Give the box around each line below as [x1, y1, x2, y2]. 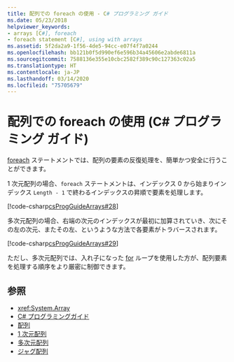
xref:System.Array [17, 304, 70, 312]
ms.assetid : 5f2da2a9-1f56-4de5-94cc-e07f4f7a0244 [7, 43, 158, 50]
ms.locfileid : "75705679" [7, 82, 83, 89]
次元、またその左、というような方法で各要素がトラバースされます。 [25, 225, 221, 234]
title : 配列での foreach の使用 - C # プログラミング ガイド [7, 10, 168, 17]
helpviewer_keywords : [7, 23, 71, 30]
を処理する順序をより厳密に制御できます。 [7, 263, 130, 271]
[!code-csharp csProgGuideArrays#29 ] [7, 239, 119, 248]
